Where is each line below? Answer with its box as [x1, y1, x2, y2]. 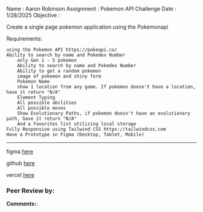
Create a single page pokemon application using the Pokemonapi [6, 24, 169, 30]
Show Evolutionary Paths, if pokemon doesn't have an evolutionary [17, 110, 190, 116]
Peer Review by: [6, 186, 55, 194]
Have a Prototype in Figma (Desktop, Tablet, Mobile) [6, 131, 145, 137]
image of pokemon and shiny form [17, 73, 101, 79]
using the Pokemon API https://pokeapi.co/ [6, 47, 118, 53]
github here [6, 160, 35, 167]
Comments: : [6, 200, 38, 208]
